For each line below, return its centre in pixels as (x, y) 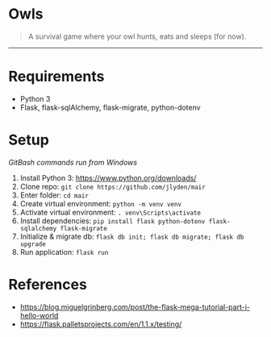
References (48, 285)
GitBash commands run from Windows (73, 162)
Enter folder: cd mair (54, 195)
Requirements (56, 77)
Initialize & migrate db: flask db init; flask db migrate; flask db (132, 236)
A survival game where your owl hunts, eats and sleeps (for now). (137, 36)
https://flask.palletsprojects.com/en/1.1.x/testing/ (101, 324)
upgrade (33, 244)
